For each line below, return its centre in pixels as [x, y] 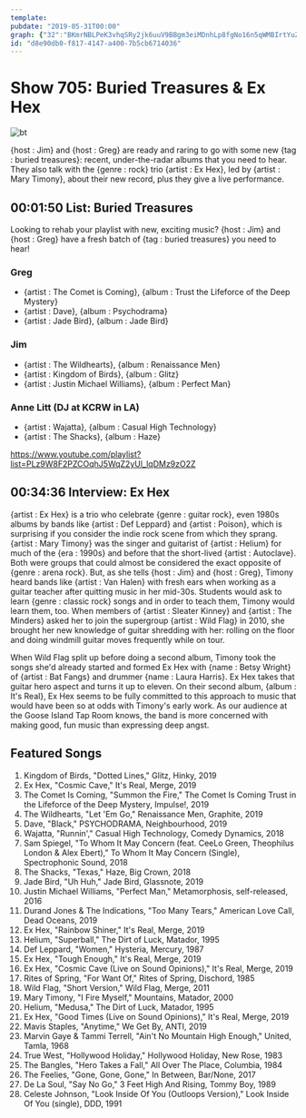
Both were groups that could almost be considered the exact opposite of [146, 562]
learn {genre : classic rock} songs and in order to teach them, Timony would [153, 601]
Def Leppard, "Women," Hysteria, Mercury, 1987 [114, 949]
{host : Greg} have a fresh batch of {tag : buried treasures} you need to [143, 239]
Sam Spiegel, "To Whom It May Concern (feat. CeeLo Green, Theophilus [158, 843]
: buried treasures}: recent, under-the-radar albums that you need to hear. [149, 160]
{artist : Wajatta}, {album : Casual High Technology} [120, 427]
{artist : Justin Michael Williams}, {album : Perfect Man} [127, 383]
